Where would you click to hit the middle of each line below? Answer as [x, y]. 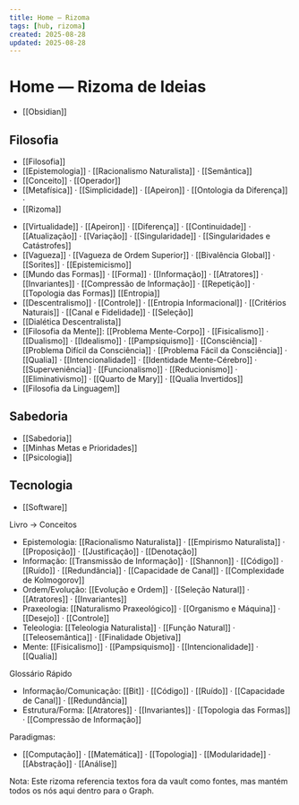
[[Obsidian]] [44, 112]
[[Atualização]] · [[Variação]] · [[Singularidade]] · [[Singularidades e [146, 236]
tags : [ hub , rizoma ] [48, 26]
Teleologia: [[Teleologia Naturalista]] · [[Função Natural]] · [128, 628]
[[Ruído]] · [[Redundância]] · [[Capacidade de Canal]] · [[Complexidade [153, 570]
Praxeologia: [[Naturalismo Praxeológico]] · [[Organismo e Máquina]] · [151, 608]
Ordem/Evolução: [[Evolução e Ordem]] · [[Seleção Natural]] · [136, 589]
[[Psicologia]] [47, 457]
